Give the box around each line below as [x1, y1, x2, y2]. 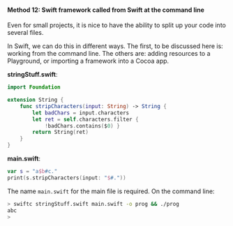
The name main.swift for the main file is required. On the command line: [7, 187, 215, 195]
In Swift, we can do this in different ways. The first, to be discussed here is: [7, 42, 223, 50]
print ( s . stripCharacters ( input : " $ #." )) [7, 174, 127, 181]
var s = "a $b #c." [7, 168, 58, 175]
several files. [7, 29, 44, 37]
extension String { [7, 96, 64, 104]
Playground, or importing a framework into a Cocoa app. [7, 56, 170, 66]
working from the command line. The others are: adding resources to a [7, 50, 211, 58]
